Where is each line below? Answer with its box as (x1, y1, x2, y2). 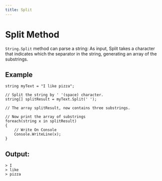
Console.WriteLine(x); (14, 132, 61, 137)
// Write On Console (14, 127, 57, 132)
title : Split (5, 7, 32, 12)
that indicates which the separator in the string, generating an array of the (5, 50, 157, 56)
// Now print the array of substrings (5, 114, 86, 119)
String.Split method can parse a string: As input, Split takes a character (5, 45, 156, 51)
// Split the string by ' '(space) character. (5, 92, 104, 97)
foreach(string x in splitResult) (5, 118, 77, 124)
